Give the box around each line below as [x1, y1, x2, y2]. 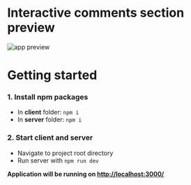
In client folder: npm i [17, 108, 79, 117]
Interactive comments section [7, 5, 185, 21]
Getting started [7, 68, 98, 83]
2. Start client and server [7, 133, 93, 142]
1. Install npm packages [7, 92, 89, 102]
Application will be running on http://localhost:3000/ [7, 170, 165, 178]
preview [7, 20, 56, 36]
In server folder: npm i [17, 115, 82, 124]
